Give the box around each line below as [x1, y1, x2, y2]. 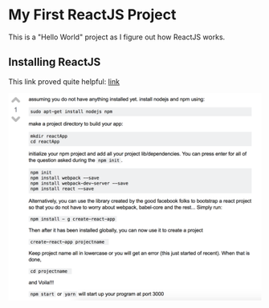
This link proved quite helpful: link [8, 76, 120, 86]
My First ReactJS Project [8, 6, 177, 24]
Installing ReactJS [8, 55, 101, 69]
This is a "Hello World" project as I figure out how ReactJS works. [8, 32, 226, 42]
